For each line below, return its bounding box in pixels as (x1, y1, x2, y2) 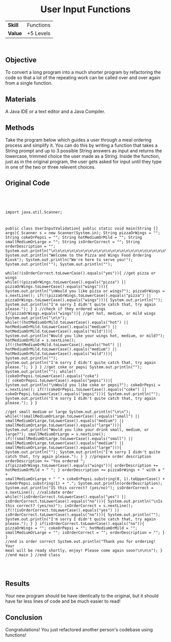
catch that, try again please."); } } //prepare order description (5, 454, 152, 460)
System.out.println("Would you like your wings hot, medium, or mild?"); (5, 333, 165, 338)
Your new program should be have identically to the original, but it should (5, 593, 159, 599)
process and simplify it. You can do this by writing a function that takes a (5, 142, 158, 148)
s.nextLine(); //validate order (5, 490, 74, 495)
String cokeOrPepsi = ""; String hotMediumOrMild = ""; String (5, 235, 142, 240)
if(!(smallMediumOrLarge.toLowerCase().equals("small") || (5, 436, 133, 442)
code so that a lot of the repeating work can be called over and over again (5, 75, 161, 81)
